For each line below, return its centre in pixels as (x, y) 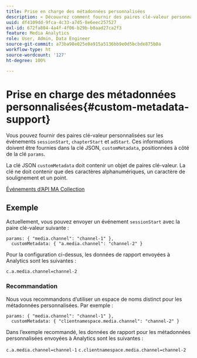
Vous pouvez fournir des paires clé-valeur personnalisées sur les (85, 136)
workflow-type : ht (28, 50)
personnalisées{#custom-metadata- (98, 107)
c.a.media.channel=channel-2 (42, 272)
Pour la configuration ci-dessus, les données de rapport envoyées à (88, 254)
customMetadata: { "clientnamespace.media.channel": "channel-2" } (96, 321)
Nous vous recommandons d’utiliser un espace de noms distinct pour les (94, 299)
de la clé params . (26, 154)
